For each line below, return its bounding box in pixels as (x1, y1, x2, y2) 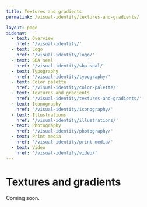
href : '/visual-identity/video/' (16, 150, 98, 156)
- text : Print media (11, 134, 61, 140)
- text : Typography (11, 68, 59, 74)
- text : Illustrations (11, 112, 66, 118)
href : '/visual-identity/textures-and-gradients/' (16, 96, 142, 101)
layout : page (6, 25, 38, 30)
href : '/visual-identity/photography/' (16, 128, 114, 134)
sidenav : (6, 30, 27, 36)
